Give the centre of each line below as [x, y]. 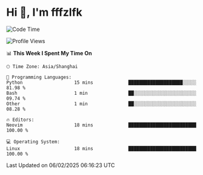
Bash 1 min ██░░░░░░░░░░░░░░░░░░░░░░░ [101, 93]
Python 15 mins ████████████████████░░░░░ [101, 82]
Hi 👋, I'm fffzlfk [45, 12]
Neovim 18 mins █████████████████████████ [101, 125]
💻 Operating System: [33, 142]
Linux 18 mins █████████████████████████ [101, 148]
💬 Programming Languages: [39, 77]
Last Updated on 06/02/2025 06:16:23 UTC [61, 165]
